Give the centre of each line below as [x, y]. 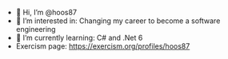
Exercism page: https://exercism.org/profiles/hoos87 [103, 46]
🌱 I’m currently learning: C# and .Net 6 [79, 37]
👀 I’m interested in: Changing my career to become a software [118, 21]
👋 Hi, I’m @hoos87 [46, 12]
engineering [36, 29]
